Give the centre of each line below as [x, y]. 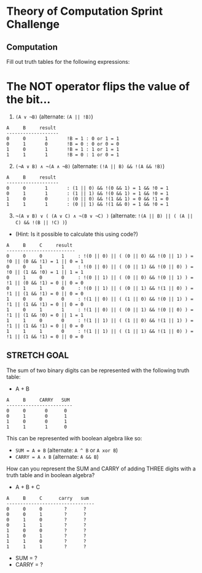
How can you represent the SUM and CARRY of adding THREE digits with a [101, 469]
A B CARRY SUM [38, 400]
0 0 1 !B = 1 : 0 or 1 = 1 [63, 138]
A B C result [39, 245]
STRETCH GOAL [38, 355]
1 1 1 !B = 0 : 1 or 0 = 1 [63, 155]
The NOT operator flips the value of [98, 87]
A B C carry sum [48, 498]
